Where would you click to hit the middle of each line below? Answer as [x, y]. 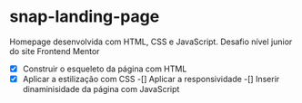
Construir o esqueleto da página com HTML [105, 69]
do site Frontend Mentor [55, 51]
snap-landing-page [85, 17]
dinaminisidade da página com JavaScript [101, 89]
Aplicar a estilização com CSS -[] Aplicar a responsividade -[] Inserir [151, 79]
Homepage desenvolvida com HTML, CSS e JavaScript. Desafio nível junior [151, 42]
